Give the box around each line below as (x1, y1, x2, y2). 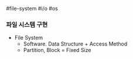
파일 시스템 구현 (6, 20, 48, 29)
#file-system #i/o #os (6, 5, 59, 12)
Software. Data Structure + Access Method (23, 40, 128, 47)
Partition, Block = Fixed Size (23, 47, 91, 54)
